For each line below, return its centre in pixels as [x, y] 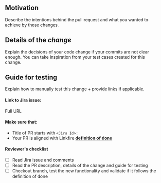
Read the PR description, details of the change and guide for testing [80, 166]
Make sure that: [21, 122]
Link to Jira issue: [23, 100]
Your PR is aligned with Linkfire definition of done [62, 138]
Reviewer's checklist [27, 149]
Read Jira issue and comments [43, 160]
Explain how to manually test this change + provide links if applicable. [75, 89]
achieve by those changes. [32, 25]
